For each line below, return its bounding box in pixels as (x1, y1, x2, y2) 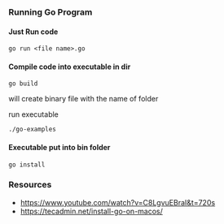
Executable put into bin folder (8, 142, 111, 152)
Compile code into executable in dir (8, 62, 131, 71)
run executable (8, 110, 59, 119)
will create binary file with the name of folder (8, 94, 159, 104)
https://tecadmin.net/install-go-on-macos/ (20, 206, 163, 216)
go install (8, 161, 46, 169)
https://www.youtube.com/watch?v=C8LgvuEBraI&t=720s (20, 197, 216, 207)
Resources (8, 179, 52, 191)
